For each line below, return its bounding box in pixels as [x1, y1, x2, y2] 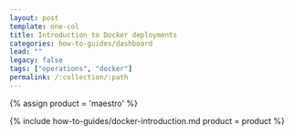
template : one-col [9, 22, 79, 31]
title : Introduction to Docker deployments [9, 30, 178, 39]
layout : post [9, 13, 59, 23]
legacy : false [9, 56, 64, 65]
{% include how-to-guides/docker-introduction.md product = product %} [9, 115, 285, 126]
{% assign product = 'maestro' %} [9, 98, 139, 109]
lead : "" [9, 47, 43, 57]
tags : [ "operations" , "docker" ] [9, 65, 132, 74]
